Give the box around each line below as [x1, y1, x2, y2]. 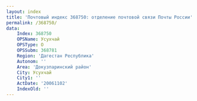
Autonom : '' [17, 58, 46, 64]
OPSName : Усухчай [17, 36, 60, 42]
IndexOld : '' [17, 86, 49, 92]
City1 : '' [17, 75, 42, 81]
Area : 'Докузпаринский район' [17, 64, 92, 70]
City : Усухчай [17, 70, 52, 75]
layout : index [6, 8, 42, 15]
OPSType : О [17, 42, 44, 48]
